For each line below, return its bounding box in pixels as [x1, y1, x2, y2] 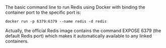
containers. [5, 38, 29, 44]
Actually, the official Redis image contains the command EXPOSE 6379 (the [5, 28, 161, 34]
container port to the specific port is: [5, 9, 81, 15]
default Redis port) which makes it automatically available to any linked [5, 33, 152, 39]
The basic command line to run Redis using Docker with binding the [5, 4, 145, 10]
